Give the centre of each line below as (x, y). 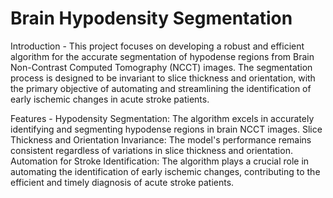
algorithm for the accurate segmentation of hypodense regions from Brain (162, 56)
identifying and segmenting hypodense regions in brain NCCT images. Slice (166, 129)
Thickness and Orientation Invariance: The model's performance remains (161, 139)
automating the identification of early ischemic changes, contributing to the (165, 171)
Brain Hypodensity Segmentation (151, 18)
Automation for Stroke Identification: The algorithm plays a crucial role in (160, 161)
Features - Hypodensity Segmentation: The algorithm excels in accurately (162, 118)
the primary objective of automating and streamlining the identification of (161, 88)
